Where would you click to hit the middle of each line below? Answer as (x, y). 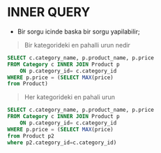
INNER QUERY (49, 12)
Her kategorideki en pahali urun (70, 97)
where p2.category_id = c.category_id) (62, 143)
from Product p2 (31, 136)
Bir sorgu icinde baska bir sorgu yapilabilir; (79, 31)
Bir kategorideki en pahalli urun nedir (77, 45)
